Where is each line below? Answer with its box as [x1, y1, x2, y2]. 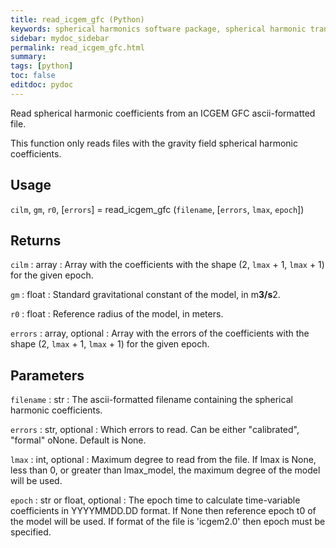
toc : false [10, 71, 56, 81]
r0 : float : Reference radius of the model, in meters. [10, 308, 224, 320]
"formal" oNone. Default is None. [10, 434, 147, 446]
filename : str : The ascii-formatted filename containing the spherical [10, 394, 293, 406]
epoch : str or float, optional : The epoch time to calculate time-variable [10, 494, 301, 506]
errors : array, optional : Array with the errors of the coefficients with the [10, 327, 310, 340]
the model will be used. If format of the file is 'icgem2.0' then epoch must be [10, 516, 326, 528]
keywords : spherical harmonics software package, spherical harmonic [10, 24, 307, 34]
